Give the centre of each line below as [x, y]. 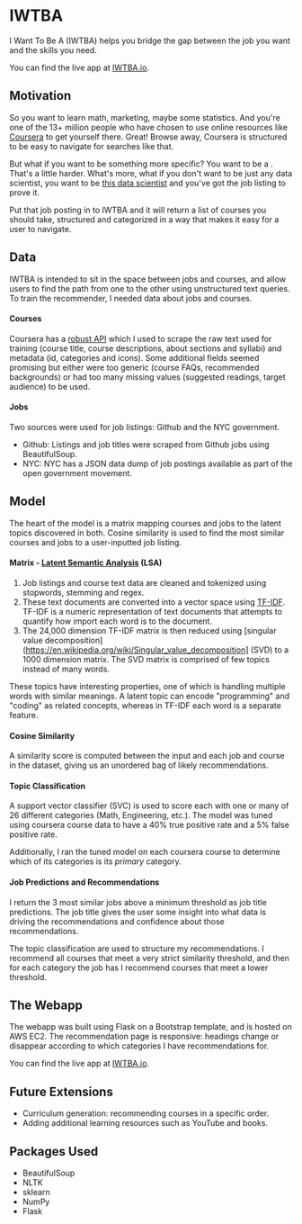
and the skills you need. [53, 49]
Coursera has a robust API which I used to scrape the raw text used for [141, 338]
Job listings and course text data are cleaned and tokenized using [144, 582]
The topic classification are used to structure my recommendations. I [137, 948]
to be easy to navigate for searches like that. [92, 146]
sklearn [36, 1192]
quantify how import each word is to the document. [117, 621]
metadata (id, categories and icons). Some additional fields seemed [134, 357]
